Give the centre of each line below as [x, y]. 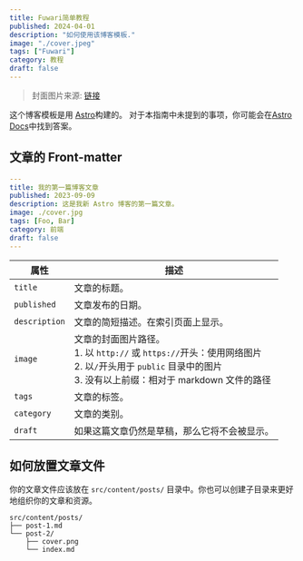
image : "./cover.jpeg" [52, 43]
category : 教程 [37, 60]
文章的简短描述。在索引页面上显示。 [151, 321]
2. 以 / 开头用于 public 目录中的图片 [148, 366]
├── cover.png [52, 542]
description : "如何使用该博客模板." [73, 34]
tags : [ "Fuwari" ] [42, 52]
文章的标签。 [102, 397]
